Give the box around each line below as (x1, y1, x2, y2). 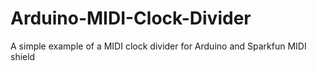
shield (10, 50, 36, 62)
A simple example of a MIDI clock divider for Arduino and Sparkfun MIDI (10, 40, 307, 52)
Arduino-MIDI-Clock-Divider (10, 7, 252, 30)
